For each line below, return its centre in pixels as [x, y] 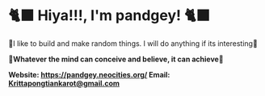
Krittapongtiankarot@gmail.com [64, 83]
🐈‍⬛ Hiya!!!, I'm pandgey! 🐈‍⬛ [109, 16]
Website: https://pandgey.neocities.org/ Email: [89, 74]
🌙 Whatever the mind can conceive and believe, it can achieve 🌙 [116, 59]
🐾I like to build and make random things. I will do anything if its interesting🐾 [133, 43]
